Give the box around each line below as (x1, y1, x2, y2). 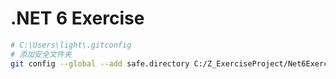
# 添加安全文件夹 (10, 49, 72, 59)
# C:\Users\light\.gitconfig (10, 40, 132, 50)
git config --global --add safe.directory (10, 58, 190, 69)
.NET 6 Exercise (10, 7, 145, 30)
